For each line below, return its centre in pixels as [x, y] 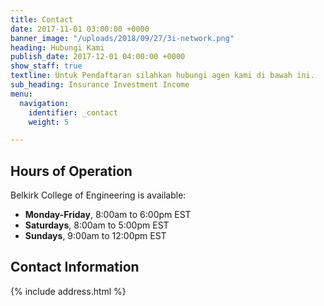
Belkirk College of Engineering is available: [98, 195]
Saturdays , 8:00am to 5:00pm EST [97, 225]
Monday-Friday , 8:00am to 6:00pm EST [108, 215]
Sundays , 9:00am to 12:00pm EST [95, 236]
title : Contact [42, 19]
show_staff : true [46, 66]
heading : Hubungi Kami [57, 47]
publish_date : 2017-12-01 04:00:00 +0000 [98, 57]
